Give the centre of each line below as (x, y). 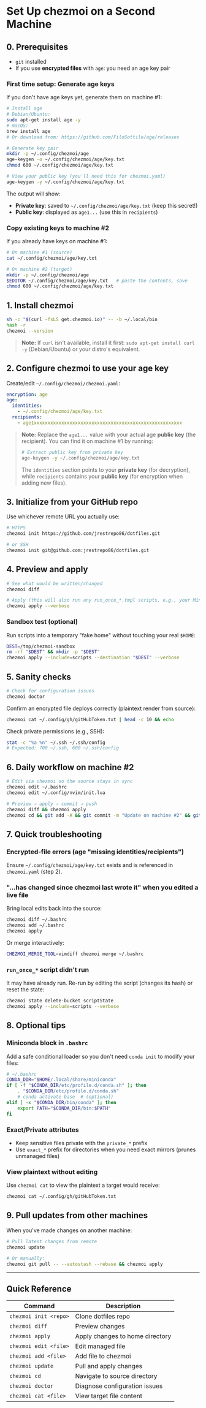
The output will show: (33, 194)
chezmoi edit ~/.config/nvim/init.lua (56, 793)
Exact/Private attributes (43, 1130)
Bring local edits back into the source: (54, 909)
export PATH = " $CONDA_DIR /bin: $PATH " (64, 1108)
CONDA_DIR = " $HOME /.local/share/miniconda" (61, 1080)
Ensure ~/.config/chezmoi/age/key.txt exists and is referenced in (90, 865)
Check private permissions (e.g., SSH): (55, 731)
